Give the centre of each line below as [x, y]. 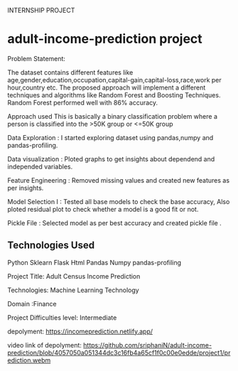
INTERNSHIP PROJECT [41, 10]
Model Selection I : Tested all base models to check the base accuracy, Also [119, 201]
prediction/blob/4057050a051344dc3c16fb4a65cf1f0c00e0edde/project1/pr [119, 353]
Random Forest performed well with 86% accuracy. [83, 102]
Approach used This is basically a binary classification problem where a [113, 116]
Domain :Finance [32, 303]
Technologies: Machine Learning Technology [74, 290]
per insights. [26, 188]
